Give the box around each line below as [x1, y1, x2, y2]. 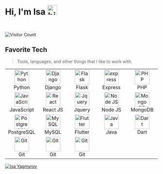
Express [102, 84, 121, 90]
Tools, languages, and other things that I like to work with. [16, 58, 132, 64]
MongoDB [130, 106, 154, 113]
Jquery [74, 106, 91, 113]
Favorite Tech [5, 46, 48, 54]
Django [45, 84, 62, 90]
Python [14, 84, 30, 90]
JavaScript [9, 106, 34, 113]
